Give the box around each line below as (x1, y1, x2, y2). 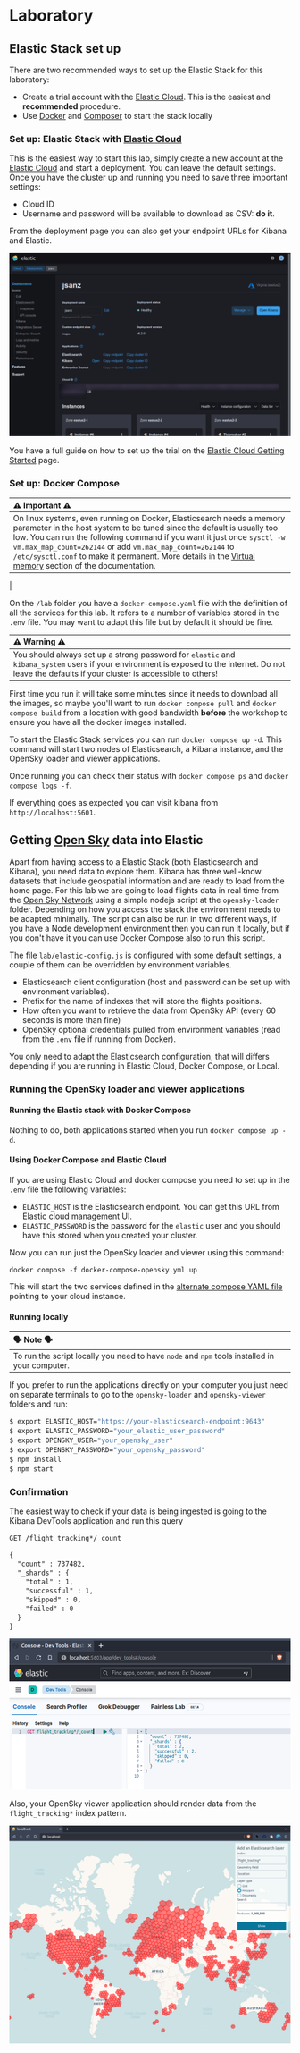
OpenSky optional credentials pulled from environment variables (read (21, 1024, 281, 1035)
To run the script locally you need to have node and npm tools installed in (12, 1350, 275, 1361)
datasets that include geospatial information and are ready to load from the (9, 875, 285, 886)
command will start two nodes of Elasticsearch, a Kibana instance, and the (9, 743, 284, 754)
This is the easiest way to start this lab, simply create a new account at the (9, 153, 284, 164)
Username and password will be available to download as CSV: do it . (21, 208, 275, 219)
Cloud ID (21, 199, 55, 210)
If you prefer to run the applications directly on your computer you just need (9, 1380, 288, 1390)
